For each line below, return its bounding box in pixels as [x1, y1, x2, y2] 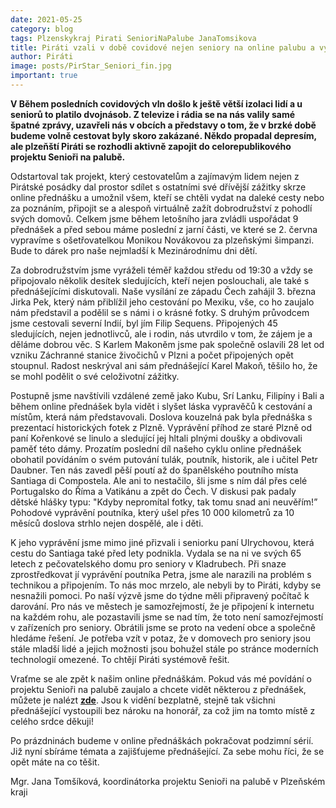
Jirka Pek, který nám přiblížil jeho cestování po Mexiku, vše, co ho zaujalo [10, 296, 315, 308]
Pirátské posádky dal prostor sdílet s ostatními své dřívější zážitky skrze [10, 181, 307, 193]
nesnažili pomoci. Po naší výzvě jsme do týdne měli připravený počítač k [10, 589, 310, 601]
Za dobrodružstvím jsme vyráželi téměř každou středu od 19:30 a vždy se [10, 264, 313, 276]
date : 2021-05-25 [10, 14, 83, 25]
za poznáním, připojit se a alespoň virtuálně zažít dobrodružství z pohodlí [10, 202, 313, 214]
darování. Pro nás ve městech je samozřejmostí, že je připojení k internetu [10, 600, 315, 612]
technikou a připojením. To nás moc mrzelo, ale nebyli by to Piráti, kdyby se [10, 579, 322, 591]
